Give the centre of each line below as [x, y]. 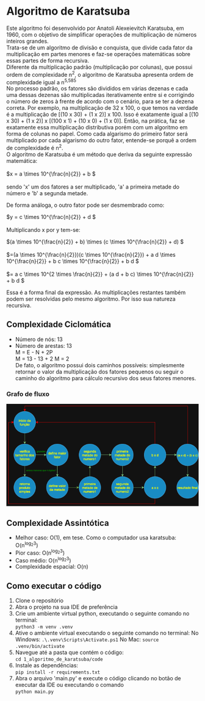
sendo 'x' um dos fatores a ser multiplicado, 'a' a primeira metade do [93, 187]
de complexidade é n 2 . [35, 147]
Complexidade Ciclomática [59, 325]
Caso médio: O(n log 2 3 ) [43, 559]
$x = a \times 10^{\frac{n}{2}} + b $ [51, 174]
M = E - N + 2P [34, 352]
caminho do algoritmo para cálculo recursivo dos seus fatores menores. [106, 378]
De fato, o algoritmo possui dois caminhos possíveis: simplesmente [100, 365]
